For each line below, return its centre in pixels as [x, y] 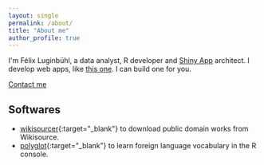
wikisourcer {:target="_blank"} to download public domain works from [134, 129]
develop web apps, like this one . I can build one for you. [100, 69]
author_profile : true [44, 38]
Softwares [35, 110]
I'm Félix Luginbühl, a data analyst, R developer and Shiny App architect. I [129, 61]
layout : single [33, 16]
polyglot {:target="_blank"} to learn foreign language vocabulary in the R [138, 146]
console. [34, 154]
